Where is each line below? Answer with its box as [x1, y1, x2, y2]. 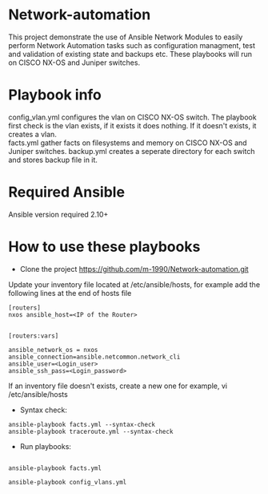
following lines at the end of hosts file [8, 288, 132, 298]
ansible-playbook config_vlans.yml [8, 478, 127, 486]
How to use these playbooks [8, 238, 201, 256]
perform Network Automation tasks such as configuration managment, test [8, 40, 256, 50]
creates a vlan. [8, 129, 58, 139]
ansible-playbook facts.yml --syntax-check [8, 420, 156, 428]
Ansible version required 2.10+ [8, 209, 109, 219]
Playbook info [8, 86, 102, 104]
